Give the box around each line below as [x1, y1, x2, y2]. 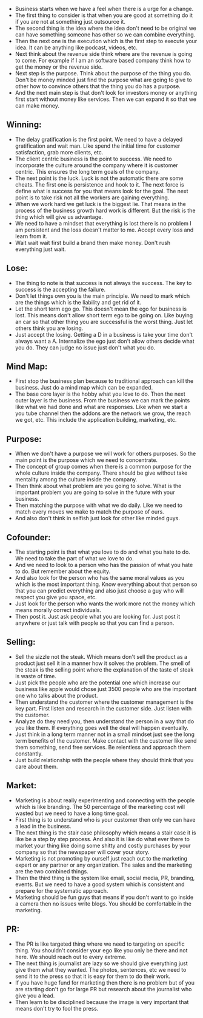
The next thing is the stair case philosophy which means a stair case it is [15, 829, 196, 836]
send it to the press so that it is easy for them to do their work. [15, 972, 171, 980]
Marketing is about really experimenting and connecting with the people [15, 796, 195, 804]
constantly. [15, 750, 43, 757]
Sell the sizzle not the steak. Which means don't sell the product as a [15, 653, 188, 660]
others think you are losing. [15, 325, 84, 332]
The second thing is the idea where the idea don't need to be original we [15, 24, 197, 32]
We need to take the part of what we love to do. [15, 555, 135, 562]
